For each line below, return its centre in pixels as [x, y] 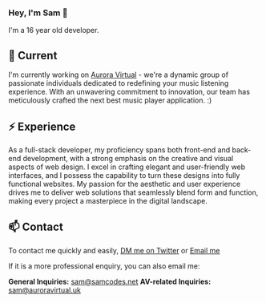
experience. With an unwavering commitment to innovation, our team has [129, 92]
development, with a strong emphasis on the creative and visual [128, 158]
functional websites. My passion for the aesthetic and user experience [125, 184]
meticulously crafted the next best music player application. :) [110, 100]
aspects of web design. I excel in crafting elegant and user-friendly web [127, 167]
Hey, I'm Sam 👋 [38, 13]
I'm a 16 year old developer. [54, 30]
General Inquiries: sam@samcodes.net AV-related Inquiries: [110, 281]
